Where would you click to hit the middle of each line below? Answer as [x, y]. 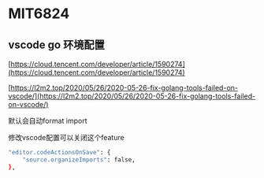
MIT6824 [39, 14]
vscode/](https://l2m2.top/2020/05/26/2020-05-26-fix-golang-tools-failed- [132, 96]
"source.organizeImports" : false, [79, 159]
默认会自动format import [48, 121]
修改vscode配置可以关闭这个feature [66, 137]
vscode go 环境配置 [56, 44]
